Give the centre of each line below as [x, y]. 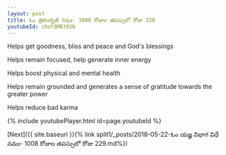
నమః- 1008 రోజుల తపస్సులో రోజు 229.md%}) [67, 144]
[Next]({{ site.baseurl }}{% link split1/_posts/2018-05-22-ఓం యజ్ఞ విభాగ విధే [113, 134]
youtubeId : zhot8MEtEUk [42, 26]
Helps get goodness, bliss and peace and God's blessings [90, 47]
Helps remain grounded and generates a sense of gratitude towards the [110, 87]
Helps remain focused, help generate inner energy [79, 60]
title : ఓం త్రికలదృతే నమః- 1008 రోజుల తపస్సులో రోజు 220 [81, 20]
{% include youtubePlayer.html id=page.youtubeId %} [84, 121]
